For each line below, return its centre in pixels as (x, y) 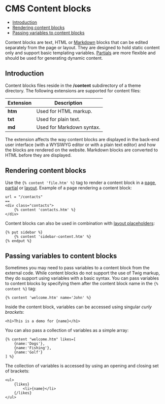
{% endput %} (18, 241)
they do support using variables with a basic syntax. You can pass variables (82, 278)
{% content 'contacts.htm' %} (45, 210)
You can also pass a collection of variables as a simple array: (67, 331)
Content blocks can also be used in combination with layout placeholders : (80, 223)
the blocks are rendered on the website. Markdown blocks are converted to (82, 150)
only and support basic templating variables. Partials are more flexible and (81, 53)
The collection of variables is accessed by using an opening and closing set (82, 366)
